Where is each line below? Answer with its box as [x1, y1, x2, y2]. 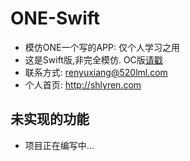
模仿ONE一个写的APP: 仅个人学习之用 [24, 41, 180, 53]
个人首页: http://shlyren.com [24, 78, 142, 91]
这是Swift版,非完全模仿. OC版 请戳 [24, 53, 163, 66]
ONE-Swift [10, 7, 101, 30]
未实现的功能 [10, 111, 90, 128]
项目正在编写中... [24, 139, 95, 151]
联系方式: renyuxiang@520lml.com [24, 66, 168, 78]
